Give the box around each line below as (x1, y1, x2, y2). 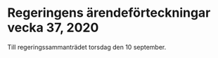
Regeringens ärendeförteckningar (7, 5, 211, 21)
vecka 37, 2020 (7, 20, 99, 36)
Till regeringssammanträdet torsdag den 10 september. (7, 43, 167, 51)
